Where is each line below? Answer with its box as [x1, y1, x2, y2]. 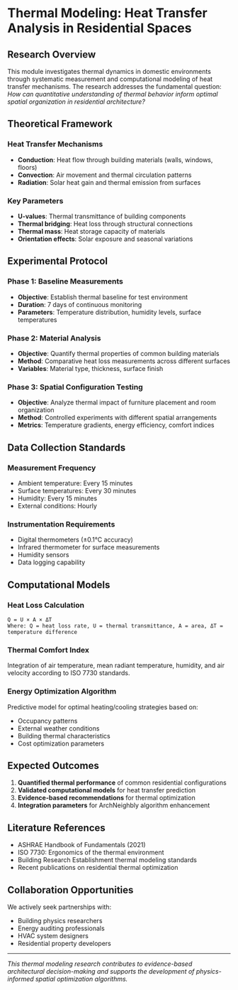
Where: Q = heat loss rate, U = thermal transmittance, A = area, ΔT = [7, 622, 223, 630]
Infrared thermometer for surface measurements [17, 543, 160, 552]
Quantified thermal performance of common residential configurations [17, 778, 227, 787]
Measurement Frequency [7, 463, 96, 473]
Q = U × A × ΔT [7, 616, 52, 623]
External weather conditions [17, 723, 100, 733]
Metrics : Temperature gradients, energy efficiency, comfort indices [17, 421, 215, 429]
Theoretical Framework [7, 118, 113, 130]
